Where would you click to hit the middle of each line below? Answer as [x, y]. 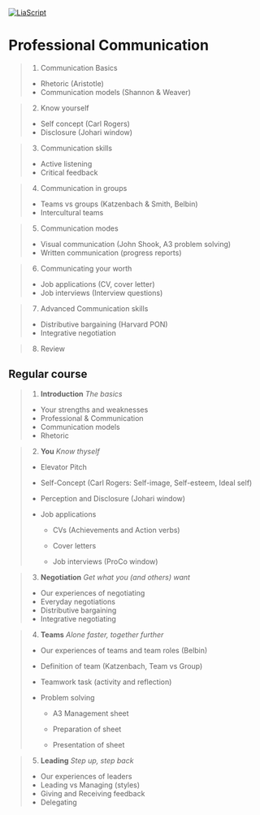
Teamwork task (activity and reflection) [106, 682]
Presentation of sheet [89, 744]
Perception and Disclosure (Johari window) [113, 498]
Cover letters [74, 545]
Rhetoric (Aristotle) [72, 83]
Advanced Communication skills [94, 308]
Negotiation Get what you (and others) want [115, 577]
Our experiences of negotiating [93, 592]
